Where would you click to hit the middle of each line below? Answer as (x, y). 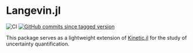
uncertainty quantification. (38, 44)
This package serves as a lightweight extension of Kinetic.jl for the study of (96, 37)
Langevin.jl (34, 11)
